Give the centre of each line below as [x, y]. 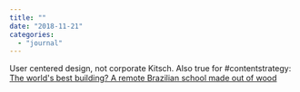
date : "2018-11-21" [46, 26]
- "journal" [40, 43]
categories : [32, 34]
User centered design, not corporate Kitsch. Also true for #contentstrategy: [150, 69]
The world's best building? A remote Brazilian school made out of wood [143, 78]
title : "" [28, 18]
